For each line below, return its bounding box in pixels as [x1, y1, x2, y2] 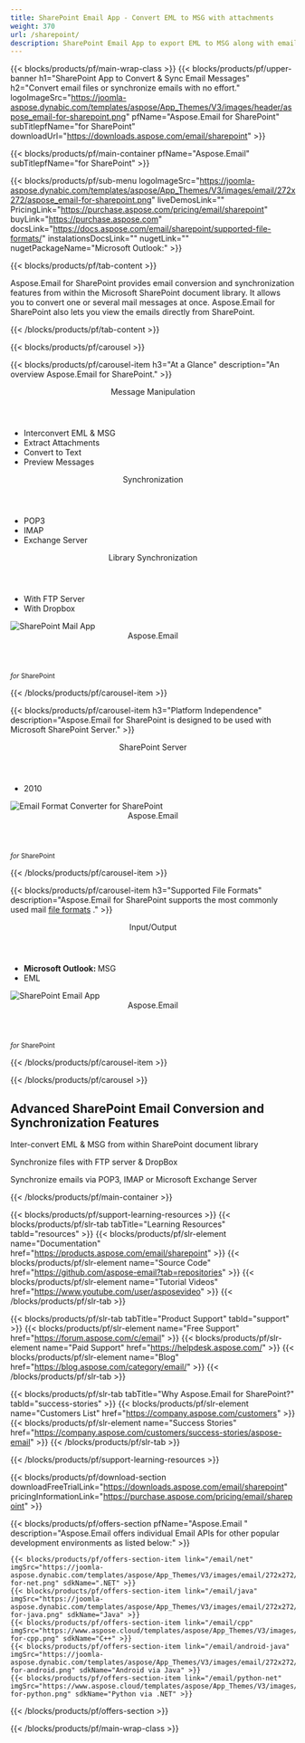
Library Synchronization [108, 552, 198, 563]
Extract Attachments [23, 437, 100, 448]
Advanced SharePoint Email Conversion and [10, 1101, 265, 1116]
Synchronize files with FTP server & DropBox [10, 1156, 178, 1168]
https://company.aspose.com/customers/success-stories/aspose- [33, 1427, 282, 1438]
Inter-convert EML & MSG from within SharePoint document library [10, 1139, 259, 1150]
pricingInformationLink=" [10, 1491, 104, 1502]
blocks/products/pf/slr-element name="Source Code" [10, 1258, 212, 1269]
